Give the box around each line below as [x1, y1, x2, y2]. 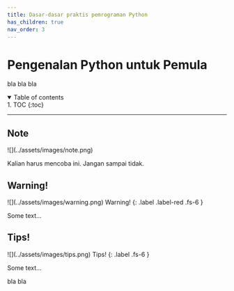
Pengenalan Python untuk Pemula [7, 56, 208, 72]
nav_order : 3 [7, 26, 45, 33]
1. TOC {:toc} [7, 101, 44, 109]
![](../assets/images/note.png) [7, 146, 93, 155]
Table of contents [13, 93, 64, 102]
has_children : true [7, 18, 64, 26]
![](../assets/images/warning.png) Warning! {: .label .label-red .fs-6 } [7, 198, 203, 206]
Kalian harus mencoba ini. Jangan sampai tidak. [7, 159, 145, 168]
